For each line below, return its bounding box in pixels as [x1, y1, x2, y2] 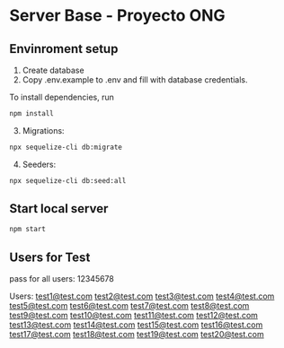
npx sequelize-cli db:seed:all [9, 176, 127, 185]
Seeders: [22, 159, 57, 170]
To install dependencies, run [9, 91, 115, 102]
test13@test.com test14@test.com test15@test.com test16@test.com [9, 319, 263, 330]
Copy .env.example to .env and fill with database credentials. [22, 74, 249, 85]
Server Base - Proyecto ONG [9, 5, 226, 26]
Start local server [9, 201, 109, 216]
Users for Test [9, 249, 91, 265]
